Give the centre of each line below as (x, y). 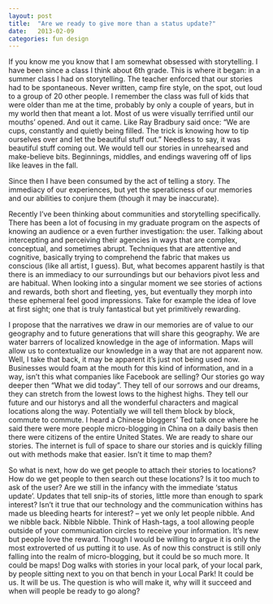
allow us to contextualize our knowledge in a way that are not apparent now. (136, 351)
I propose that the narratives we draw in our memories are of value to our (131, 325)
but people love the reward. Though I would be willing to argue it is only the (134, 539)
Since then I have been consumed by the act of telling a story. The (119, 181)
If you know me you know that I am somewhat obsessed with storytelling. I (133, 62)
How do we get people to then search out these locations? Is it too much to (134, 479)
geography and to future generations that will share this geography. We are (134, 333)
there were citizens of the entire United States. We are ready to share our (131, 437)
